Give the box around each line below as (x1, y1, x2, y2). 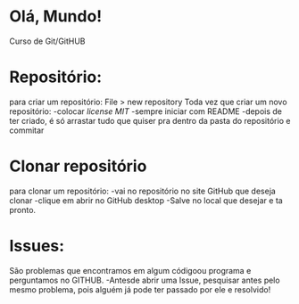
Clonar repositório (9, 156, 147, 177)
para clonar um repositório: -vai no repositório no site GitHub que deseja (9, 185, 277, 196)
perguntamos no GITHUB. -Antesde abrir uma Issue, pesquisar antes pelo (9, 275, 280, 285)
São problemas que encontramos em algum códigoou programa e (9, 265, 252, 275)
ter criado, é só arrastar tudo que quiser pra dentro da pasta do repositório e (9, 115, 291, 126)
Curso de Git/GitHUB (9, 36, 87, 46)
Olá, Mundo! (9, 6, 103, 27)
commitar (9, 125, 45, 136)
